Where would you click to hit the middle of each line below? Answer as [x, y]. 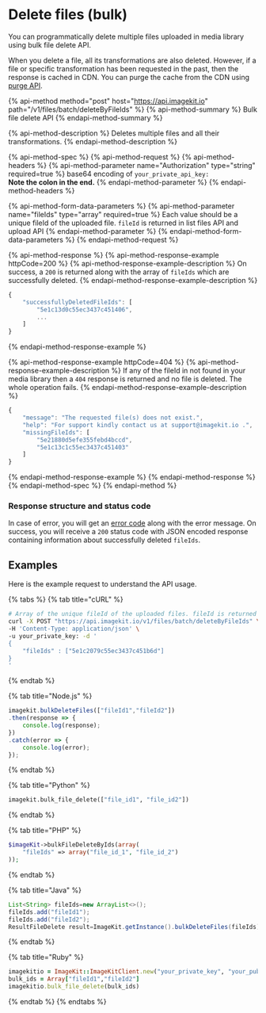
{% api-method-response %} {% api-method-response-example [114, 254]
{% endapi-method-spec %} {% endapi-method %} [93, 486]
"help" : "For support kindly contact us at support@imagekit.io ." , [138, 425]
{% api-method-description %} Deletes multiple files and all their [114, 133]
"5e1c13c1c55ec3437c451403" [83, 447]
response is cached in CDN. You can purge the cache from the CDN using [129, 77]
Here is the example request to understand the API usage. [103, 584]
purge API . [25, 86]
